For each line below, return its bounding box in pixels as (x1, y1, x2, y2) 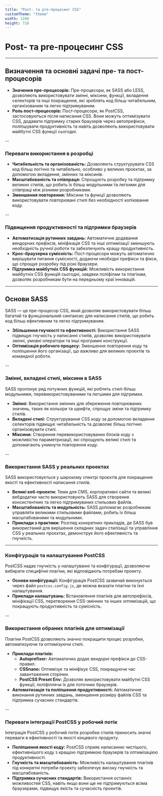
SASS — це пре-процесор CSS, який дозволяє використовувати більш (5, 308, 151, 314)
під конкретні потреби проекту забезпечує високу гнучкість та (12, 764, 143, 770)
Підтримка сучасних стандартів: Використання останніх (12, 775, 132, 781)
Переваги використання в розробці (5, 150, 94, 157)
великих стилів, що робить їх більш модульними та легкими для (12, 182, 146, 187)
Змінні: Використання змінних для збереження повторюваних (12, 400, 142, 406)
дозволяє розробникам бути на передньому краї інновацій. (12, 276, 136, 282)
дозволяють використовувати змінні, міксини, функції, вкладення (12, 93, 149, 98)
